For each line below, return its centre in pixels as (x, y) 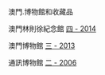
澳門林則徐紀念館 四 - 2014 (52, 29)
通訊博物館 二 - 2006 (43, 63)
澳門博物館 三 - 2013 (42, 45)
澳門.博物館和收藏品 (41, 12)
